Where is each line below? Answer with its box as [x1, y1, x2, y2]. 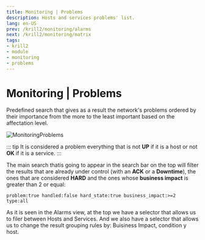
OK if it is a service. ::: [6, 150, 62, 157]
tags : [6, 37, 20, 43]
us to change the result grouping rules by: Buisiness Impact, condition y [6, 222, 187, 229]
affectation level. [6, 120, 48, 127]
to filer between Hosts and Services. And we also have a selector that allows [6, 215, 199, 223]
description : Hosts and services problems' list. [6, 15, 135, 21]
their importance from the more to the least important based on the [6, 113, 175, 120]
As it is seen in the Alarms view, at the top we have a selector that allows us [6, 209, 196, 216]
